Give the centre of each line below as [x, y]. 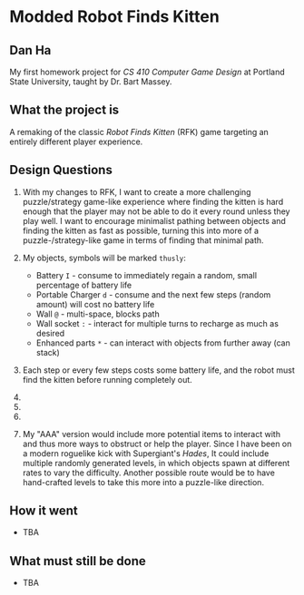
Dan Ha [30, 50]
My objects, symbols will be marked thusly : [104, 258]
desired [50, 333]
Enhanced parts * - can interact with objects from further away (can [163, 343]
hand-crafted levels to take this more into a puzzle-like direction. [143, 482]
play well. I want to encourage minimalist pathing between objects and [154, 220]
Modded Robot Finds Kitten [114, 17]
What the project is [64, 110]
